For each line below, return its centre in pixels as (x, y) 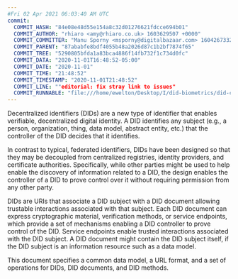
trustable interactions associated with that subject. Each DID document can (117, 209)
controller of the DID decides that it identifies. (74, 136)
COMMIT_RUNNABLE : (39, 93)
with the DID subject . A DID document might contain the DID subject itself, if (118, 239)
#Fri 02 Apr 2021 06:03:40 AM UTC (58, 14)
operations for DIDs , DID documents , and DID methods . (88, 268)
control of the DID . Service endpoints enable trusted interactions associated (118, 231)
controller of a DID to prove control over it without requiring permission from (118, 180)
